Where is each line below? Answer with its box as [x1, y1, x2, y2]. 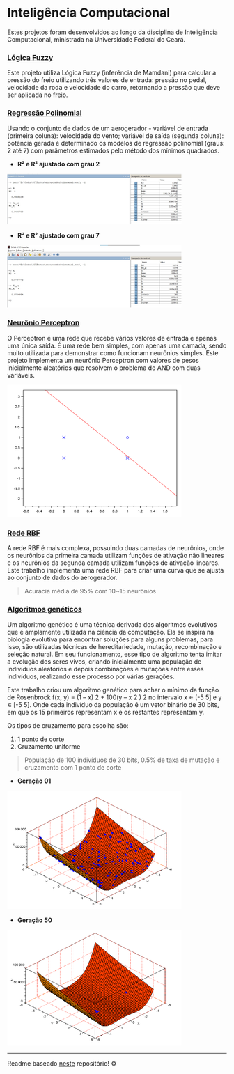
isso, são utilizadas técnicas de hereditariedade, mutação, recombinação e [7, 642, 222, 651]
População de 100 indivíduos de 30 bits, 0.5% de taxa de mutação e [24, 756, 220, 764]
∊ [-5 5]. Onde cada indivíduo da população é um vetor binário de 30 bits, [7, 700, 219, 708]
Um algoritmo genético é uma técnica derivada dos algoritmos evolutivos [7, 620, 217, 628]
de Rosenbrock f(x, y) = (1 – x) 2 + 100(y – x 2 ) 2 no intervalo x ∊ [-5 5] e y [7, 693, 222, 701]
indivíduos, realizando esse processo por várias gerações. [7, 672, 175, 680]
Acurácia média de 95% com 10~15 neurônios [24, 587, 157, 596]
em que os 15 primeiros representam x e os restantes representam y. [7, 708, 204, 716]
